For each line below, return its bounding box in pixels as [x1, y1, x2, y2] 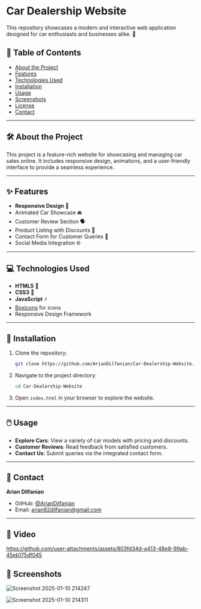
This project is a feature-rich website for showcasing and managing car [6, 151, 182, 158]
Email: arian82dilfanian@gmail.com [14, 506, 102, 513]
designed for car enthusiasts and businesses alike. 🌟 [6, 30, 136, 37]
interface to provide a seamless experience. [6, 163, 115, 171]
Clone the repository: [14, 349, 68, 356]
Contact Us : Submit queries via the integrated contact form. [14, 449, 163, 456]
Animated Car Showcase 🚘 [14, 209, 83, 216]
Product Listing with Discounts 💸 [14, 226, 96, 234]
